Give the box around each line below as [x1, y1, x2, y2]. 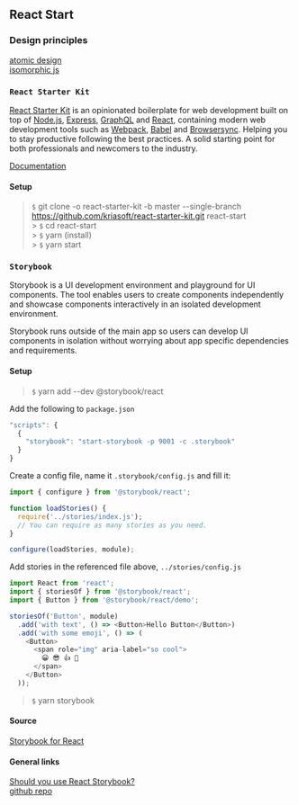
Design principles [9, 34, 88, 47]
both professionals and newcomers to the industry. [9, 143, 198, 154]
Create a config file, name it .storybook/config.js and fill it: [9, 470, 231, 481]
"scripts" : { [9, 420, 59, 430]
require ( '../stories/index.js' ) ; [17, 512, 143, 521]
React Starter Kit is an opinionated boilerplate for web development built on [9, 104, 289, 115]
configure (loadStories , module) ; [9, 545, 135, 554]
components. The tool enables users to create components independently [9, 290, 284, 300]
